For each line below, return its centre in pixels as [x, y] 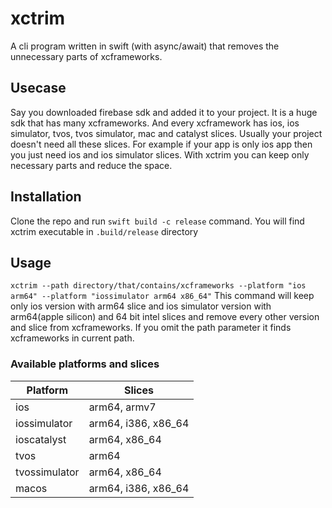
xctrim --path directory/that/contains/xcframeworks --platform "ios [158, 286]
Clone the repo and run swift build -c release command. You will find [157, 221]
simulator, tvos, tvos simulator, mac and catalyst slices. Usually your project [166, 133]
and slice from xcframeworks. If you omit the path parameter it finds [151, 328]
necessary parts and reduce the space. [91, 165]
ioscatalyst [41, 439]
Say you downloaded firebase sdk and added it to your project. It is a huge [164, 112]
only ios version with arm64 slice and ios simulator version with [141, 306]
